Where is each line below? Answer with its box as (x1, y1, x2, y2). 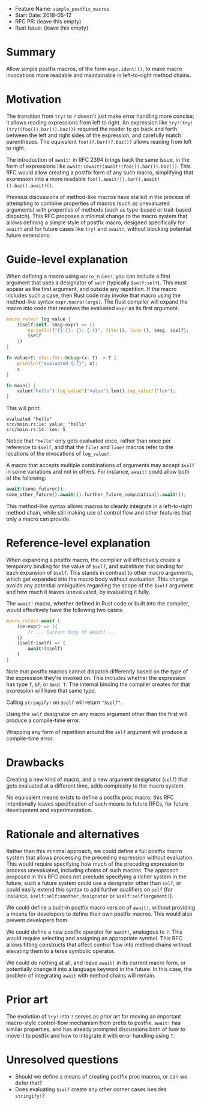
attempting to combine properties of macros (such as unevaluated (6, 200, 170, 207)
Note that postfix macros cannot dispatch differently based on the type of (6, 667, 188, 675)
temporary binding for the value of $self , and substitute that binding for (6, 562, 184, 570)
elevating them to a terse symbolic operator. (6, 947, 115, 955)
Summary (6, 45, 56, 59)
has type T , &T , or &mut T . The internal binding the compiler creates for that (6, 681, 190, 688)
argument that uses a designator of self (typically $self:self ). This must (6, 279, 187, 286)
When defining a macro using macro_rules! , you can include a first (6, 272, 171, 280)
